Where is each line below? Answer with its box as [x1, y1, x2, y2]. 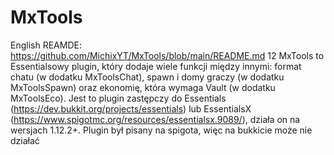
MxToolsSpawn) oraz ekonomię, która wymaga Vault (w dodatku [10, 81, 276, 93]
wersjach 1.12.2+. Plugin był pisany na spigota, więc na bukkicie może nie [10, 124, 313, 136]
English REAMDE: [10, 39, 82, 51]
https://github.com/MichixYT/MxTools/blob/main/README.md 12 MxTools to [10, 49, 325, 61]
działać [10, 134, 40, 146]
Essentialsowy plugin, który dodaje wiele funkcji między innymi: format [10, 60, 302, 72]
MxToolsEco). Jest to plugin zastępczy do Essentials [10, 92, 227, 104]
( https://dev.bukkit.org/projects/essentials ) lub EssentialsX [10, 102, 252, 115]
